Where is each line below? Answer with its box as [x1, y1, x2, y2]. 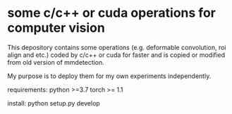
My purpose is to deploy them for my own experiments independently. [7, 72, 212, 80]
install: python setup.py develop [7, 99, 100, 107]
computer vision [7, 20, 106, 36]
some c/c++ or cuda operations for [7, 5, 216, 21]
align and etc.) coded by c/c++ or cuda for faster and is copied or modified [7, 51, 226, 59]
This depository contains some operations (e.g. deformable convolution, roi [7, 43, 227, 51]
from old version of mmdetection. [7, 58, 104, 66]
